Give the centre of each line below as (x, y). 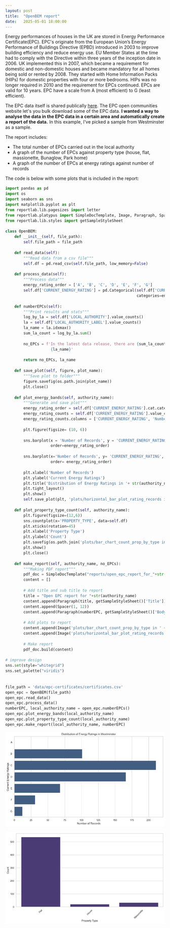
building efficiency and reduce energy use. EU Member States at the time (82, 53)
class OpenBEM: (21, 231)
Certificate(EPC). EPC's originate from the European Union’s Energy (76, 42)
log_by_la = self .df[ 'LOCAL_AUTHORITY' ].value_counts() (83, 317)
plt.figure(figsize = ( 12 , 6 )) (53, 515)
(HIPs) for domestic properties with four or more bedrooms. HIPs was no (81, 80)
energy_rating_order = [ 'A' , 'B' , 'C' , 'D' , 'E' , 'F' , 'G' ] (88, 285)
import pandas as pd (27, 189)
